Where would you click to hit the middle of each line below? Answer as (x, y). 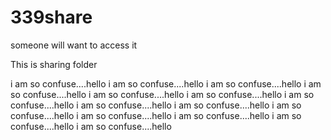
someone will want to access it (74, 45)
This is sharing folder (54, 64)
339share (51, 17)
